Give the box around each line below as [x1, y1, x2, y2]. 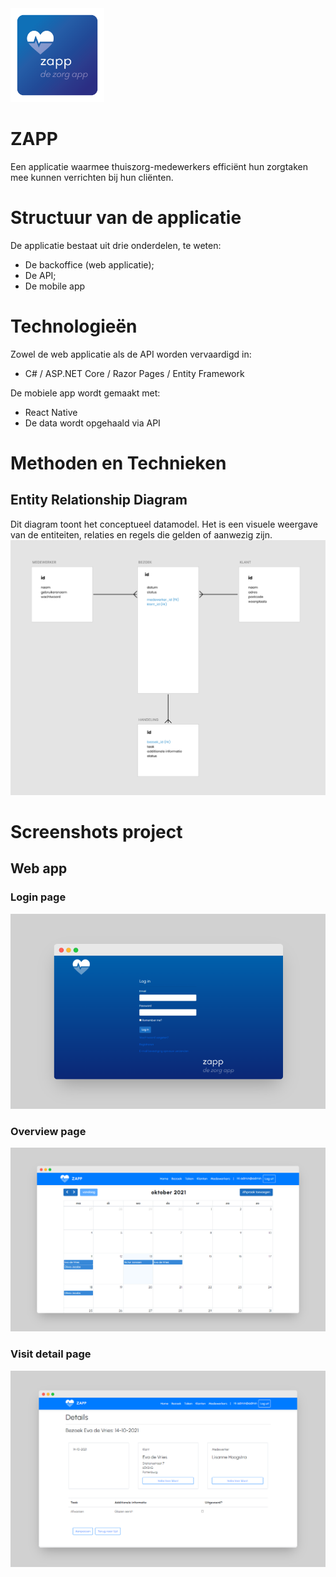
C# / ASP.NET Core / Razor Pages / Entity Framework [24, 367, 245, 379]
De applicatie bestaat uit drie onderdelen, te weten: [10, 239, 222, 251]
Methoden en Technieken [10, 452, 227, 474]
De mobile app [24, 280, 86, 292]
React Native [24, 406, 78, 418]
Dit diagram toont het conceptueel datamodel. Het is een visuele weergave [10, 518, 318, 530]
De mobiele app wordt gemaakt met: [10, 387, 161, 399]
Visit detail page [10, 1347, 92, 1361]
